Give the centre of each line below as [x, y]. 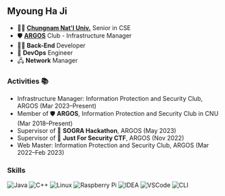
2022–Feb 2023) [41, 153]
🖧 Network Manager [47, 60]
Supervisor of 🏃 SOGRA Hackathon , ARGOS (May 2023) [96, 131]
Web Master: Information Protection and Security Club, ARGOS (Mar [113, 145]
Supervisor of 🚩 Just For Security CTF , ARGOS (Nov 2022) [101, 138]
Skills [16, 171]
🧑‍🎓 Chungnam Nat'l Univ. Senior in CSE [74, 27]
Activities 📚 [28, 81]
